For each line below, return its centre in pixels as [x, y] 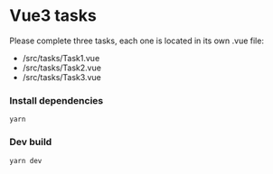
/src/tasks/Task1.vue [61, 58]
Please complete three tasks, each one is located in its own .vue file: [137, 41]
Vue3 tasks [53, 16]
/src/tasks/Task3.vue [61, 77]
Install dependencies [56, 100]
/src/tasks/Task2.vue [62, 68]
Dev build [31, 142]
